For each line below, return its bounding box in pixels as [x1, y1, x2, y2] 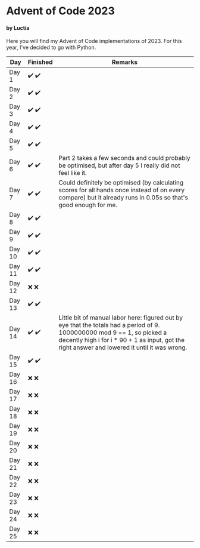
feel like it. [58, 169, 87, 177]
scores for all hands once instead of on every [58, 186, 185, 195]
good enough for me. [58, 201, 118, 210]
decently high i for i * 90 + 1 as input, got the [58, 336, 185, 344]
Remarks [112, 58, 138, 66]
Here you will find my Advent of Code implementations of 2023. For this [6, 38, 182, 45]
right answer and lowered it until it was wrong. [58, 343, 187, 352]
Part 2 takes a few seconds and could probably [58, 154, 190, 162]
